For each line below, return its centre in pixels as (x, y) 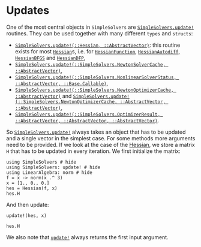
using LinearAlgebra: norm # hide (49, 172)
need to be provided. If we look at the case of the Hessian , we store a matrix (100, 144)
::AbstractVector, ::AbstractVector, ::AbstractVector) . (87, 120)
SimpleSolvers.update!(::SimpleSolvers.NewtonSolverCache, (90, 64)
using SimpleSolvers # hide (41, 162)
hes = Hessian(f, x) (32, 188)
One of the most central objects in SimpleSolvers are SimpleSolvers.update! (100, 27)
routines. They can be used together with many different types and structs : (100, 33)
